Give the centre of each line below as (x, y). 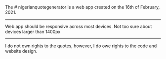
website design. (21, 51)
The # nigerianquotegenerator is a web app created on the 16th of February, (83, 7)
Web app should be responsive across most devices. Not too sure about (79, 26)
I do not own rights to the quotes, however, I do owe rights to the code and (81, 46)
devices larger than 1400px (33, 32)
